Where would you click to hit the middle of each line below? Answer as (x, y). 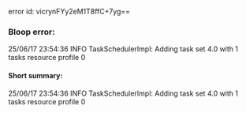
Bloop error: (32, 32)
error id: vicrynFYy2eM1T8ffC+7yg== (69, 11)
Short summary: (35, 75)
